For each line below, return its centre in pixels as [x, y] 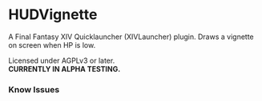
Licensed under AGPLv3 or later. [62, 60]
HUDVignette [53, 15]
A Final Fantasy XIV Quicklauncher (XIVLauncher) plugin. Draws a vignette [131, 37]
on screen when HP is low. [52, 45]
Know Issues [34, 89]
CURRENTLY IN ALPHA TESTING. [64, 68]
